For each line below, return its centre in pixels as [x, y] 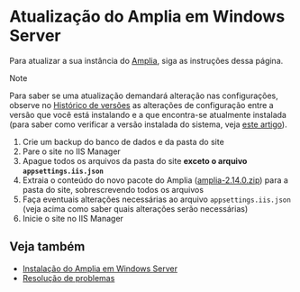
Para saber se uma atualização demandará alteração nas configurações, [144, 96]
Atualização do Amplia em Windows [147, 17]
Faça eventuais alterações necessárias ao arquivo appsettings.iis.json [156, 199]
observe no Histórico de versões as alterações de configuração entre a [141, 105]
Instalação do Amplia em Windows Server [100, 269]
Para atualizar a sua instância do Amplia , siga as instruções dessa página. [146, 60]
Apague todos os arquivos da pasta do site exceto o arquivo [135, 160]
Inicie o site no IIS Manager [73, 218]
